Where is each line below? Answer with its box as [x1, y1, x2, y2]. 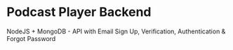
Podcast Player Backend [6, 4, 152, 20]
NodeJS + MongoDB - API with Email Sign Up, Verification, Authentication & [6, 27, 226, 35]
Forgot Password [6, 34, 56, 42]
